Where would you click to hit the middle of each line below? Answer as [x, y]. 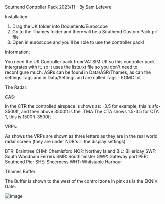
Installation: [17, 17]
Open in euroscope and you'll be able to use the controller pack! [78, 42]
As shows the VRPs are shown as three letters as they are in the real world [81, 136]
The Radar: [16, 87]
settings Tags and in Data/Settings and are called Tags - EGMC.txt [73, 77]
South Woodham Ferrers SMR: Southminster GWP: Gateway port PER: [77, 156]
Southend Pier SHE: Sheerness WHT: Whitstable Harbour [64, 162]
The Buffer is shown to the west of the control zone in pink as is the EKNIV [81, 181]
